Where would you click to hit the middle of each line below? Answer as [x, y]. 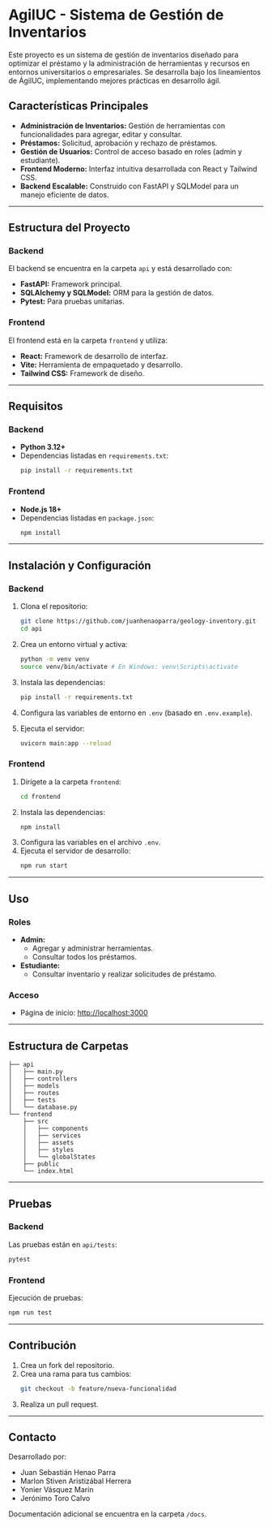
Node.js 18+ [41, 509]
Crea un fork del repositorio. [67, 1365]
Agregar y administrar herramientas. [93, 948]
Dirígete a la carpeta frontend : [70, 782]
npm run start [44, 866]
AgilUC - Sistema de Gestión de [116, 15]
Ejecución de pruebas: [46, 1297]
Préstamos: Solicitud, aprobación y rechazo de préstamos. [119, 143]
